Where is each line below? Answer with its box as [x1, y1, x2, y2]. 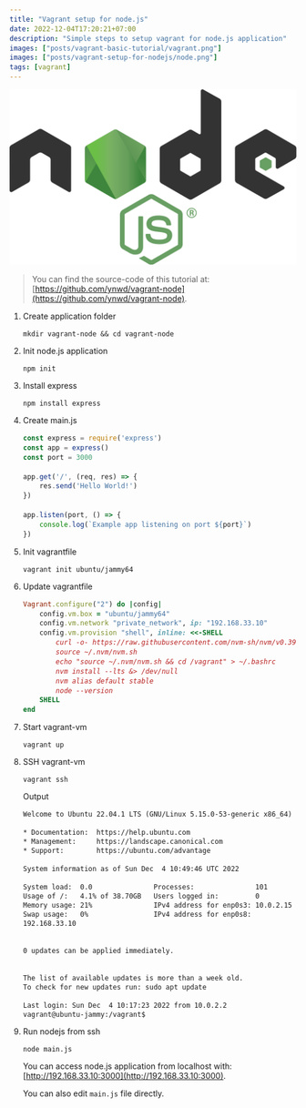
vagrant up [22, 740, 65, 750]
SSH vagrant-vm [22, 757, 86, 767]
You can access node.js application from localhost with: [22, 1061, 232, 1072]
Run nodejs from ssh [22, 1026, 101, 1037]
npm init [22, 364, 56, 373]
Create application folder [22, 310, 117, 322]
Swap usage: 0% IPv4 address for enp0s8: [22, 910, 252, 920]
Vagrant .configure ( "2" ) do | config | [22, 599, 162, 609]
